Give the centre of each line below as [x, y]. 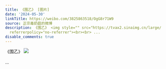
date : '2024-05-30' [25, 14]
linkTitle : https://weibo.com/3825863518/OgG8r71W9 [59, 19]
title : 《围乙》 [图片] [27, 10]
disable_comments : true [30, 37]
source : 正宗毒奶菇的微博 [29, 23]
